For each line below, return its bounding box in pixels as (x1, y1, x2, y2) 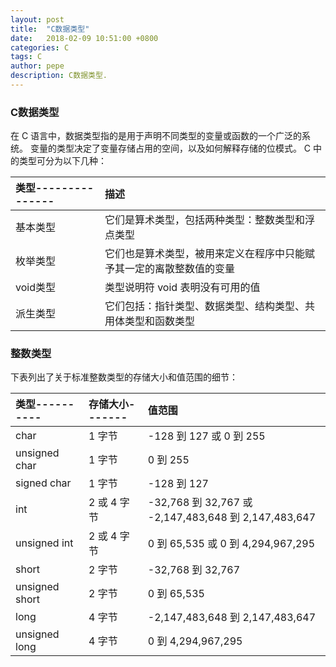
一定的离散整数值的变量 (124, 262, 235, 276)
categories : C (10, 42, 70, 53)
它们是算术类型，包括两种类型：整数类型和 (104, 213, 305, 227)
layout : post (10, 14, 65, 25)
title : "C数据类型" (10, 24, 90, 34)
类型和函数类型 (124, 314, 195, 328)
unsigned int (15, 536, 74, 550)
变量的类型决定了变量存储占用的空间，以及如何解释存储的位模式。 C (29, 142, 312, 155)
